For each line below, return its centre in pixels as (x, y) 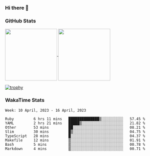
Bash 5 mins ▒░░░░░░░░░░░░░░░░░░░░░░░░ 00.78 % (75, 144)
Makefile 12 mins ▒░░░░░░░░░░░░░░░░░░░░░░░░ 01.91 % (75, 140)
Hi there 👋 (17, 8)
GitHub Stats (21, 20)
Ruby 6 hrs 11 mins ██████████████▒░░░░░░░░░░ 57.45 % (75, 119)
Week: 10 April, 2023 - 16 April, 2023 (46, 110)
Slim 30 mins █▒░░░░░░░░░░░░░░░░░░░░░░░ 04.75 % (75, 132)
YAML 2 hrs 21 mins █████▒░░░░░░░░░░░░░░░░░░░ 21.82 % (75, 123)
